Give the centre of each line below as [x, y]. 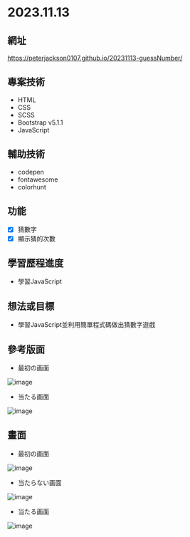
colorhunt [32, 187]
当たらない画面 [39, 482]
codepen [31, 172]
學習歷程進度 [36, 263]
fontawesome [38, 179]
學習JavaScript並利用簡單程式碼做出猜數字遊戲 [86, 325]
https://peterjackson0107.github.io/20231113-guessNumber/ [95, 58]
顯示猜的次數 [36, 239]
